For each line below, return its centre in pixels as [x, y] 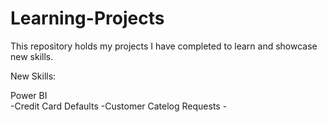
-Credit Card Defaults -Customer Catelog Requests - [119, 106]
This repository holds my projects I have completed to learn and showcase [164, 46]
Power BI [29, 95]
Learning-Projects [87, 18]
